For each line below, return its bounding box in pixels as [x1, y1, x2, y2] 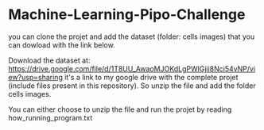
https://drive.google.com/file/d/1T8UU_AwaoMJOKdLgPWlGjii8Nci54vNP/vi [8, 63, 256, 73]
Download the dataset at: [8, 55, 91, 65]
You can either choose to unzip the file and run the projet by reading [8, 105, 232, 114]
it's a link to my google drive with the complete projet [64, 72, 239, 82]
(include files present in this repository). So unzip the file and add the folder [8, 81, 256, 90]
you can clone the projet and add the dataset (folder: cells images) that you [8, 32, 255, 41]
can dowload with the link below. [8, 40, 115, 49]
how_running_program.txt [8, 113, 93, 122]
